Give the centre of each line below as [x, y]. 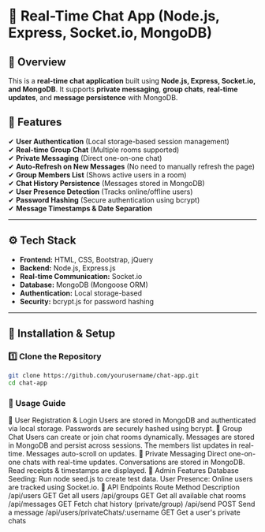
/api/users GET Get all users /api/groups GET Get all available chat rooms [127, 496]
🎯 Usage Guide [37, 403]
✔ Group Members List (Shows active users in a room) [97, 175]
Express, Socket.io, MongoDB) [110, 33]
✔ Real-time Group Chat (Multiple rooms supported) [94, 150]
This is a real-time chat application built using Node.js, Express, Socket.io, [132, 81]
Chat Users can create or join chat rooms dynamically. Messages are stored [131, 437]
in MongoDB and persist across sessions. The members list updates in [123, 445]
